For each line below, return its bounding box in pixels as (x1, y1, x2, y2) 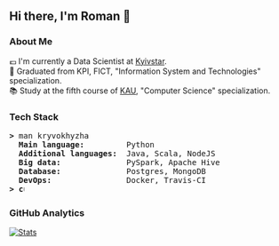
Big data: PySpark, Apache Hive (18, 157, 220, 167)
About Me (9, 36, 53, 48)
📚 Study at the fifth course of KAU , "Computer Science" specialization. (9, 85, 271, 96)
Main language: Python (18, 139, 155, 149)
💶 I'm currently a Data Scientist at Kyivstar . (9, 55, 167, 67)
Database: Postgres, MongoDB (18, 166, 207, 176)
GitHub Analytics (9, 206, 85, 218)
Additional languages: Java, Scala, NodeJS (18, 148, 216, 158)
